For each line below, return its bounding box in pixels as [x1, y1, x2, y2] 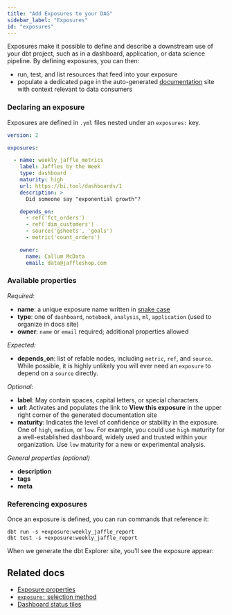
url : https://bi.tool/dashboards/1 [19, 182, 123, 190]
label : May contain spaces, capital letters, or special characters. [17, 395, 201, 404]
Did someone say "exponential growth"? [25, 195, 141, 202]
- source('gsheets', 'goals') [25, 227, 113, 235]
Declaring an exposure [7, 102, 85, 112]
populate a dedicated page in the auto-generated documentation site [17, 78, 215, 86]
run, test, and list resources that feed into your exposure [17, 70, 178, 79]
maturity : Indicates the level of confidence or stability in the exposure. [17, 418, 219, 426]
